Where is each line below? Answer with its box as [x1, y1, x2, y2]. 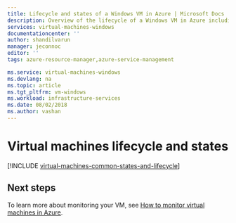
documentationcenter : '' [7, 30, 80, 37]
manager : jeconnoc [7, 43, 61, 50]
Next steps [7, 182, 56, 194]
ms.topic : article [7, 82, 61, 89]
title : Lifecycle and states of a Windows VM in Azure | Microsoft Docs [7, 10, 225, 18]
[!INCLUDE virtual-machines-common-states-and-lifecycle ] [7, 161, 181, 170]
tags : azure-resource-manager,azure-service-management [7, 56, 174, 63]
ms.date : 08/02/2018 [7, 101, 68, 109]
